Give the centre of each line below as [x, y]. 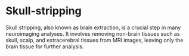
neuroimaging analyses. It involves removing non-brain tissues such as [93, 33]
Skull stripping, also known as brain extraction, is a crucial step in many [93, 27]
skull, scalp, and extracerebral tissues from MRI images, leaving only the [94, 40]
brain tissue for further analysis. [45, 46]
